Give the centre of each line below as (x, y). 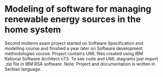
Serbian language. (23, 69)
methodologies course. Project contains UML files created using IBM (74, 53)
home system (33, 30)
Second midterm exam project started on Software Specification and (74, 43)
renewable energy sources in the (73, 19)
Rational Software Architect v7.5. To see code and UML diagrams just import (81, 58)
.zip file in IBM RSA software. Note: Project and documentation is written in (80, 64)
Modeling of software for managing (78, 9)
